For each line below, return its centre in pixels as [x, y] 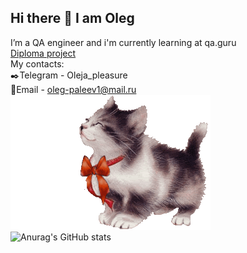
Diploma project [43, 53]
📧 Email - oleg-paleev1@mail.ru [73, 89]
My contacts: [37, 63]
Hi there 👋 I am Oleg [72, 18]
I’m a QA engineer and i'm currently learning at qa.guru [123, 42]
